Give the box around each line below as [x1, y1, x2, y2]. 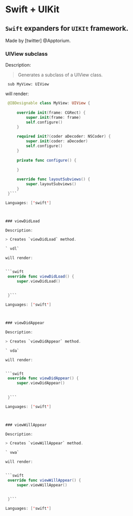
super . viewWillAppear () [16, 482, 68, 487]
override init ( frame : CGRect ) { [16, 110, 86, 116]
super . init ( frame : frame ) [26, 115, 81, 120]
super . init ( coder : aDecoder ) [26, 139, 88, 144]
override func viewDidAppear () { [7, 376, 79, 381]
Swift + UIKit [5, 4, 60, 15]
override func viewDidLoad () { [7, 274, 74, 279]
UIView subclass [5, 50, 48, 57]
